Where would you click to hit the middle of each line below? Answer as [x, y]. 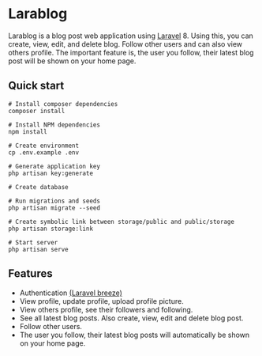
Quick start [36, 86]
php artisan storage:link [51, 229]
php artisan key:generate [51, 173]
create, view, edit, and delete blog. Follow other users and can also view [125, 44]
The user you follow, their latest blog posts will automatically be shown [135, 335]
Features [30, 274]
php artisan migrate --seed [54, 208]
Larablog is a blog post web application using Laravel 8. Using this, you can [131, 36]
